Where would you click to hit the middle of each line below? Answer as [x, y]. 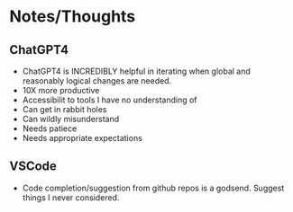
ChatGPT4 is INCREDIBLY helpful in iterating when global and [136, 71]
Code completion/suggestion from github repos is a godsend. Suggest [153, 188]
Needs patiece [50, 128]
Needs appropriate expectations [82, 138]
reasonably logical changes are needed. [97, 81]
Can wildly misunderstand [71, 119]
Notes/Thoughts [73, 17]
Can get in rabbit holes [64, 109]
